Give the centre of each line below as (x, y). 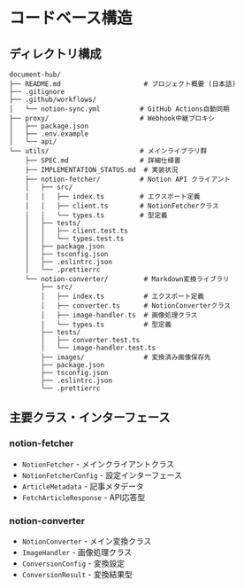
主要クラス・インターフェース (90, 418)
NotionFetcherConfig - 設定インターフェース (102, 474)
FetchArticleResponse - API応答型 (84, 497)
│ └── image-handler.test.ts (99, 348)
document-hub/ (35, 74)
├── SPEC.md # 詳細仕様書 (103, 161)
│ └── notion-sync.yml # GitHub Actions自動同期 (119, 109)
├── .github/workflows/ (53, 99)
